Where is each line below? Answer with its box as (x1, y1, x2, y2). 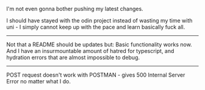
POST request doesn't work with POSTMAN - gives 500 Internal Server (6, 71, 185, 78)
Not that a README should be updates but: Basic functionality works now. (6, 41, 192, 48)
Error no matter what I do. (6, 78, 71, 85)
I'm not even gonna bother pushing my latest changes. (6, 5, 143, 12)
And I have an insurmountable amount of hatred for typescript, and (6, 47, 174, 54)
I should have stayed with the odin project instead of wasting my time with (6, 17, 193, 24)
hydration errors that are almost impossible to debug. (6, 54, 140, 61)
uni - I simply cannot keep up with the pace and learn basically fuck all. (6, 24, 185, 30)
